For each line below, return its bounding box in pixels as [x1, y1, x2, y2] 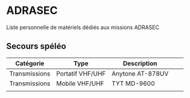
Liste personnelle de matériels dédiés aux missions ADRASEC [6, 24, 160, 31]
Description [122, 59, 157, 67]
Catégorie [14, 59, 45, 67]
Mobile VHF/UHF [56, 79, 104, 88]
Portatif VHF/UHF [56, 69, 106, 77]
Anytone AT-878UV [111, 69, 169, 77]
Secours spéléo [6, 41, 66, 51]
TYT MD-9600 [111, 79, 155, 88]
